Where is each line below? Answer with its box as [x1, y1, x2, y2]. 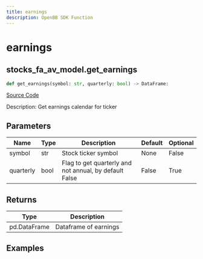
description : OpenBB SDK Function [6, 15, 94, 21]
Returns [6, 194, 37, 205]
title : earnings [6, 8, 47, 15]
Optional [168, 139, 194, 147]
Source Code [6, 91, 39, 99]
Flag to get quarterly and [62, 159, 132, 167]
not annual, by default [62, 166, 124, 175]
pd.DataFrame [9, 223, 50, 231]
